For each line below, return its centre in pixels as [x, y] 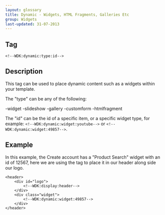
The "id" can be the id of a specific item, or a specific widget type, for [77, 118]
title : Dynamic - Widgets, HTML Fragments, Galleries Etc [67, 15]
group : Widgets [21, 19]
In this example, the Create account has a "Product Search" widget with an [83, 157]
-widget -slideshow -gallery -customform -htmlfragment [64, 109]
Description [24, 71]
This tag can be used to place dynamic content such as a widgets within [80, 83]
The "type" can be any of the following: [46, 98]
